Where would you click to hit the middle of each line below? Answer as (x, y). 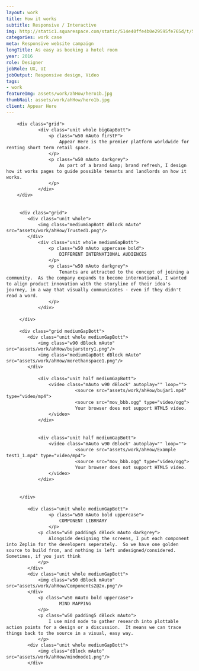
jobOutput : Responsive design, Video (53, 75)
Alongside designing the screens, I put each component (119, 538)
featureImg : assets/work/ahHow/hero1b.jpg (59, 94)
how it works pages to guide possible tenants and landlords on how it (96, 171)
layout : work (22, 12)
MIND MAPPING (75, 603)
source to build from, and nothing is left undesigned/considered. (91, 550)
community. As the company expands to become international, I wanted (96, 278)
